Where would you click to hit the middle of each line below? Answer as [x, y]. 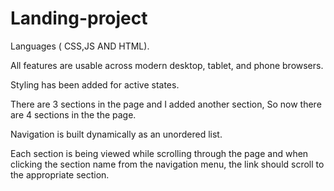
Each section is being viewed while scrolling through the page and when [159, 153]
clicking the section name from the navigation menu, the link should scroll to [167, 164]
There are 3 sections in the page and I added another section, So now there [166, 104]
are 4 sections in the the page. [73, 114]
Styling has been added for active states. [95, 84]
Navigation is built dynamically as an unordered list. [116, 134]
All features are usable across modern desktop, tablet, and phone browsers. [167, 65]
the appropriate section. [60, 174]
